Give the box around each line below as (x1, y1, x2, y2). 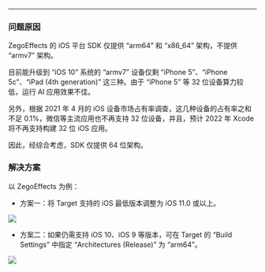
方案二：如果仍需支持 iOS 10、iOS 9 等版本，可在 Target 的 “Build (19, 229, 233, 239)
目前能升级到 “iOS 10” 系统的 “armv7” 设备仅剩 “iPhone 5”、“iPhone (8, 68, 228, 77)
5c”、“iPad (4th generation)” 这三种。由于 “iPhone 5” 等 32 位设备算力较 (8, 77, 244, 87)
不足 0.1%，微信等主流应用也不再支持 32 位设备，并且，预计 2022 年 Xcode (8, 114, 255, 123)
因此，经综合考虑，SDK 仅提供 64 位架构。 (8, 140, 148, 150)
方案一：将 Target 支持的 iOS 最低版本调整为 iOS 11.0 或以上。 (19, 198, 221, 207)
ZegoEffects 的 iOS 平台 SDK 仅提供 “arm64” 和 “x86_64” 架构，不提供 (8, 41, 238, 50)
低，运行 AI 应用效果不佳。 (8, 88, 95, 97)
